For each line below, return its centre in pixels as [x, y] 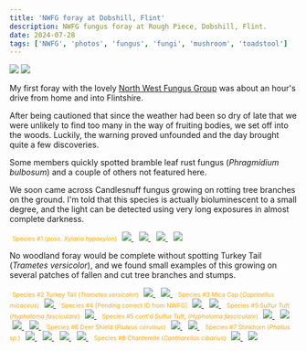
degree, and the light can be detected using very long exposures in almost [149, 209]
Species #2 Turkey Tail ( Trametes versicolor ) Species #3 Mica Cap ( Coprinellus [143, 295]
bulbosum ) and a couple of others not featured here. [108, 172]
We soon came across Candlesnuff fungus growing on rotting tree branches [153, 190]
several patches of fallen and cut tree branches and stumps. [122, 275]
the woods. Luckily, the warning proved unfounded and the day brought [144, 135]
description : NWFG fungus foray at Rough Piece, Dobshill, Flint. [138, 27]
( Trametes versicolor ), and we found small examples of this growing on [143, 265]
